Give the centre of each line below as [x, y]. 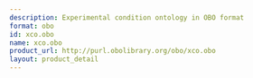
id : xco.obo [32, 34]
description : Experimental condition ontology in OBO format [127, 17]
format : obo [32, 26]
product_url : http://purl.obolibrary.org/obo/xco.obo [113, 51]
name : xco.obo [36, 43]
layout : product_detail [54, 59]
